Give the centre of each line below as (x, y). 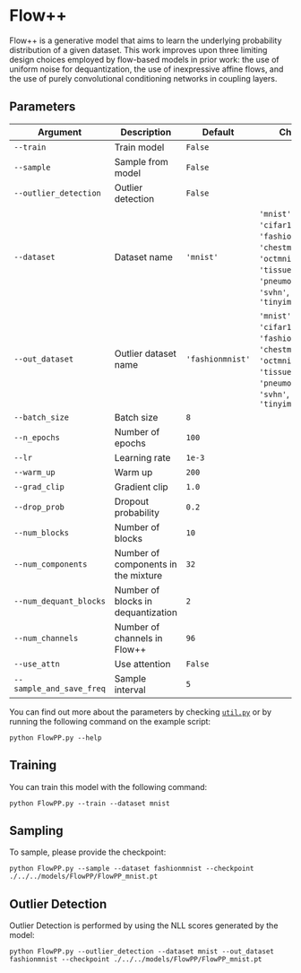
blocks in (133, 601)
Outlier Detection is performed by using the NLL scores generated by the (144, 925)
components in (146, 564)
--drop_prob (39, 507)
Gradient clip (141, 487)
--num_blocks (42, 533)
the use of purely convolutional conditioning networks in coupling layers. (143, 78)
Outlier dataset (146, 353)
